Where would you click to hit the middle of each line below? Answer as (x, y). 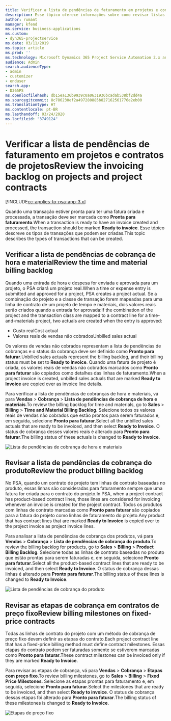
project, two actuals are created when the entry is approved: (99, 321)
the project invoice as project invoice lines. (50, 526)
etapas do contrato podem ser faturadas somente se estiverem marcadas (82, 650)
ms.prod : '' (18, 52)
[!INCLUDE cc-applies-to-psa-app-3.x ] (46, 201)
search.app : (18, 86)
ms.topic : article (25, 48)
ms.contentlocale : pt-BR (32, 110)
